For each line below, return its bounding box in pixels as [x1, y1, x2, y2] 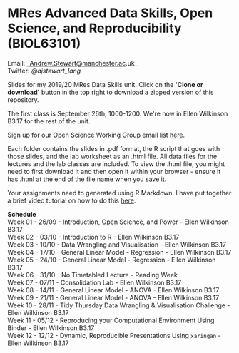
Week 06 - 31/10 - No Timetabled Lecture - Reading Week [7, 270, 178, 279]
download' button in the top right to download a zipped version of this [7, 88, 214, 96]
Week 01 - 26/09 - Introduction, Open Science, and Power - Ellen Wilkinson [7, 218, 230, 226]
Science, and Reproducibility [7, 20, 182, 36]
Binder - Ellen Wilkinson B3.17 [7, 323, 95, 332]
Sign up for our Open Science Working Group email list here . [7, 131, 185, 139]
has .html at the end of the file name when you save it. [7, 175, 167, 183]
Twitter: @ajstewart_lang [7, 66, 81, 75]
